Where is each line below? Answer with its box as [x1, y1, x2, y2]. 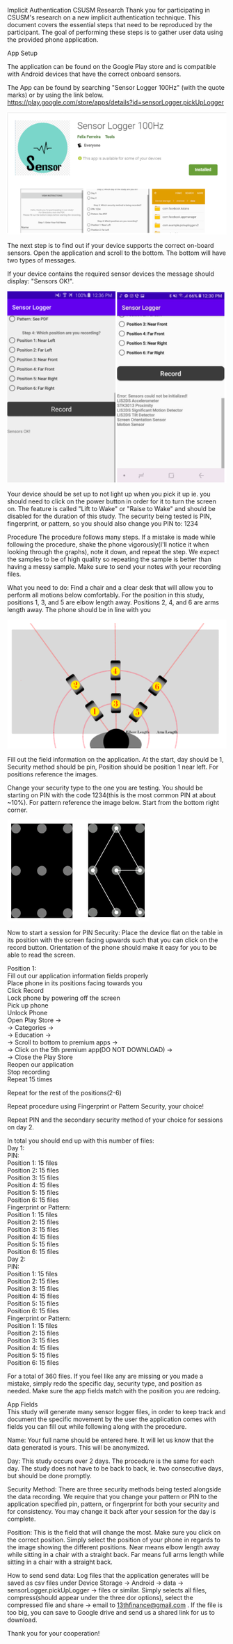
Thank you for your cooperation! [7, 1629, 100, 1637]
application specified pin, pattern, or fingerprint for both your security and [7, 1500, 220, 1508]
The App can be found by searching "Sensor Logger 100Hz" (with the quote [7, 84, 225, 91]
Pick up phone [7, 1001, 49, 1009]
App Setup [7, 49, 38, 57]
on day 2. [7, 1122, 35, 1131]
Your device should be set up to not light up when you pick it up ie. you [7, 490, 211, 499]
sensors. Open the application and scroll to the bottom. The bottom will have [7, 249, 226, 257]
